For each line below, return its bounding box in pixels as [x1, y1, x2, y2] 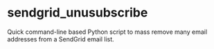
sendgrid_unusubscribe [7, 5, 148, 21]
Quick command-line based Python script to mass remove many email [7, 28, 208, 36]
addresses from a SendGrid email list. [7, 35, 114, 43]
